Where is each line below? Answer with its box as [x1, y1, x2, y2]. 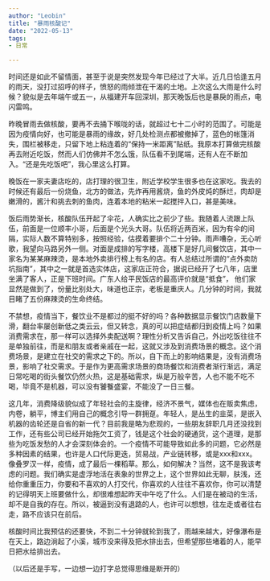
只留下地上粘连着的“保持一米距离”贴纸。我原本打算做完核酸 [63, 139, 261, 149]
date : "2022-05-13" [8, 27, 74, 35]
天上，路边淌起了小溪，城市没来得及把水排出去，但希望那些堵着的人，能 [14, 537, 255, 546]
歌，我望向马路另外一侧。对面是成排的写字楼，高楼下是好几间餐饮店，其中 [8, 244, 255, 253]
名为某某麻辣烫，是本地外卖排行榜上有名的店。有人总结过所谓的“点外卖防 [14, 254, 259, 264]
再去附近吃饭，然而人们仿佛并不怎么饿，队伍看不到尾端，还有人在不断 [8, 150, 241, 159]
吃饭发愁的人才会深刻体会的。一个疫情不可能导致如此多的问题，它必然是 [22, 439, 262, 449]
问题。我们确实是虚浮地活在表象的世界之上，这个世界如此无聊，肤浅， [22, 469, 255, 479]
